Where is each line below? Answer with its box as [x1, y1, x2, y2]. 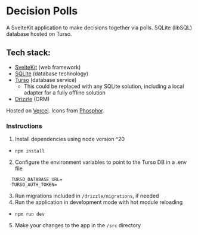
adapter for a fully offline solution [23, 88, 106, 96]
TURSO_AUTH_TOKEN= [11, 182, 58, 188]
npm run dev [14, 211, 45, 218]
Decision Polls [6, 4, 78, 18]
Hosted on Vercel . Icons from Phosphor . [6, 106, 104, 114]
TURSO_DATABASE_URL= [11, 176, 63, 183]
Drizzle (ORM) [14, 95, 50, 102]
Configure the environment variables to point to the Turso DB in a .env [14, 158, 187, 166]
